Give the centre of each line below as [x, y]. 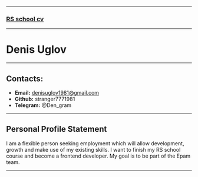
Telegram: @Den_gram [43, 105]
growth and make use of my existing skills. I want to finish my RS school [93, 149]
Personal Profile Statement [57, 129]
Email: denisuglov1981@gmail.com [57, 93]
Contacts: [25, 79]
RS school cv [25, 19]
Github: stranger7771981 [45, 99]
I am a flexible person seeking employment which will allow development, [95, 143]
